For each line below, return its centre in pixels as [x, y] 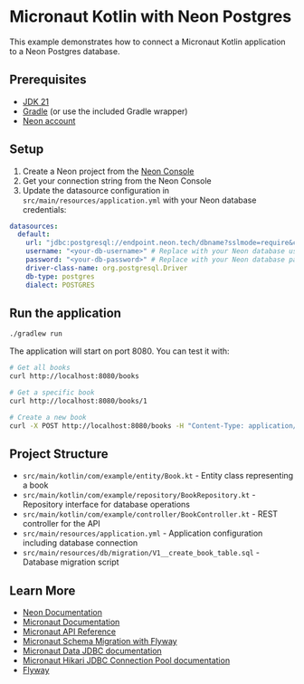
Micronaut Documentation [71, 622]
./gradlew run [36, 334]
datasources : [34, 226]
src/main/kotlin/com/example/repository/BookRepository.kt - [139, 495]
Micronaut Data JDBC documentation [92, 651]
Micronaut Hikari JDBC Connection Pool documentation [126, 660]
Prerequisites [48, 80]
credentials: [44, 209]
